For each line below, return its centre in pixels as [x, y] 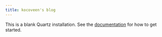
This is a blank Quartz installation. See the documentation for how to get [81, 24]
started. [13, 30]
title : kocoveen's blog [31, 10]
